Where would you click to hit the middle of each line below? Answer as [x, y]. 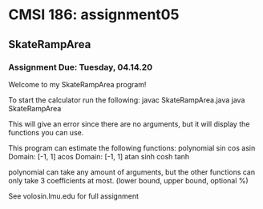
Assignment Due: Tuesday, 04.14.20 [81, 67]
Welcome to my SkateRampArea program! [77, 84]
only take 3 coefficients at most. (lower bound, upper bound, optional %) [128, 180]
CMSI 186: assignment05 [94, 15]
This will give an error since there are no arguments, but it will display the [129, 124]
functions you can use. [46, 132]
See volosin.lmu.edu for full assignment [73, 196]
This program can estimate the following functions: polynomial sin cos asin [132, 148]
